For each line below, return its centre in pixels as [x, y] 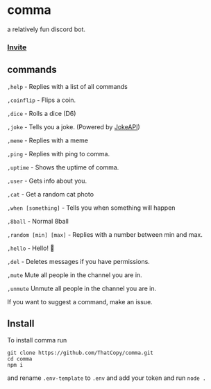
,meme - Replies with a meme [48, 140]
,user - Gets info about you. [47, 181]
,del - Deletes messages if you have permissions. [79, 261]
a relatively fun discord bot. [46, 29]
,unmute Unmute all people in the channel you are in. [82, 288]
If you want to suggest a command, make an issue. [80, 301]
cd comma [20, 359]
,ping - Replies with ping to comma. [58, 154]
